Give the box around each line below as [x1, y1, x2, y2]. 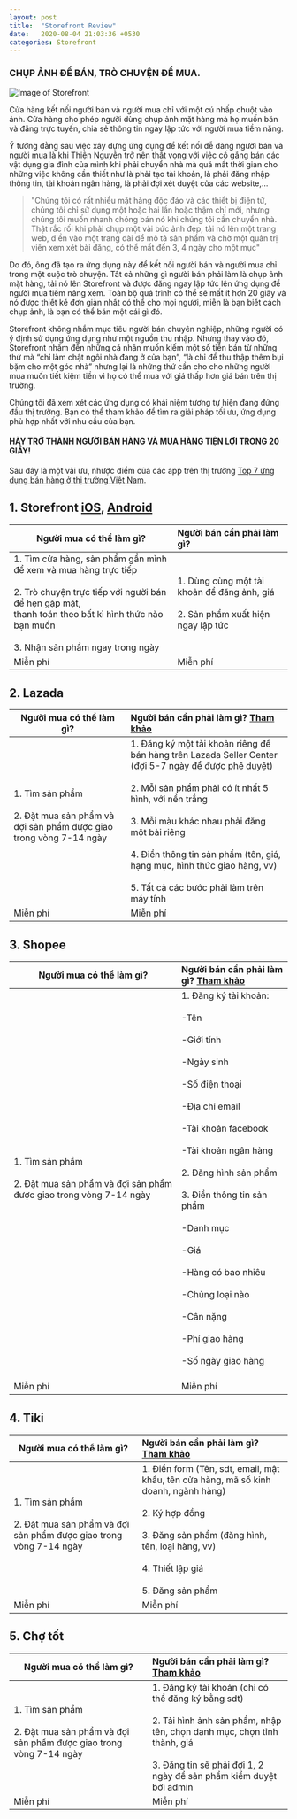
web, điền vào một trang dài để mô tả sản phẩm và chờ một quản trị [30, 232, 278, 244]
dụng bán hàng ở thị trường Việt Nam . [9, 475, 147, 485]
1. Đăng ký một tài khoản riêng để [130, 738, 271, 750]
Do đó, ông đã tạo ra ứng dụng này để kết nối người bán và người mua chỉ [9, 259, 278, 270]
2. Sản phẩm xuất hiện [177, 608, 270, 620]
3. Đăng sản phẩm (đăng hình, [141, 1529, 268, 1541]
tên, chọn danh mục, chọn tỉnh [151, 1725, 278, 1738]
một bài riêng [130, 826, 186, 839]
